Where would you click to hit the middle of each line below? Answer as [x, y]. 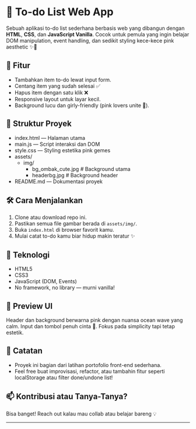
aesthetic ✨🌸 [22, 47]
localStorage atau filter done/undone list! [64, 377]
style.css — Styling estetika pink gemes [62, 150]
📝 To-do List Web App [60, 12]
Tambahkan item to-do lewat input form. [63, 80]
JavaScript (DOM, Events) [45, 282]
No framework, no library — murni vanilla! [64, 288]
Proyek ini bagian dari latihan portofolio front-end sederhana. [88, 365]
